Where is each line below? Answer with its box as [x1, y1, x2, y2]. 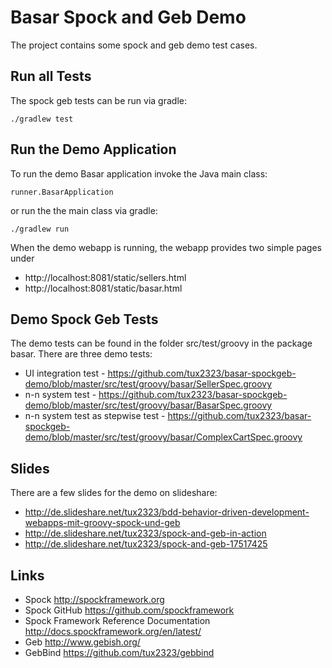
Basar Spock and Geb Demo [10, 6, 247, 29]
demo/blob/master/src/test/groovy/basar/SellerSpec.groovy [24, 378, 273, 390]
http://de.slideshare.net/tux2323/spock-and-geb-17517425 [24, 538, 268, 550]
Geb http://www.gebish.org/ [24, 636, 141, 648]
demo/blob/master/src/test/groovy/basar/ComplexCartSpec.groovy [24, 431, 303, 443]
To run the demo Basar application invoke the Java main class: [10, 167, 268, 180]
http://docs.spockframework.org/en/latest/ [24, 626, 202, 637]
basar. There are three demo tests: [10, 348, 153, 360]
